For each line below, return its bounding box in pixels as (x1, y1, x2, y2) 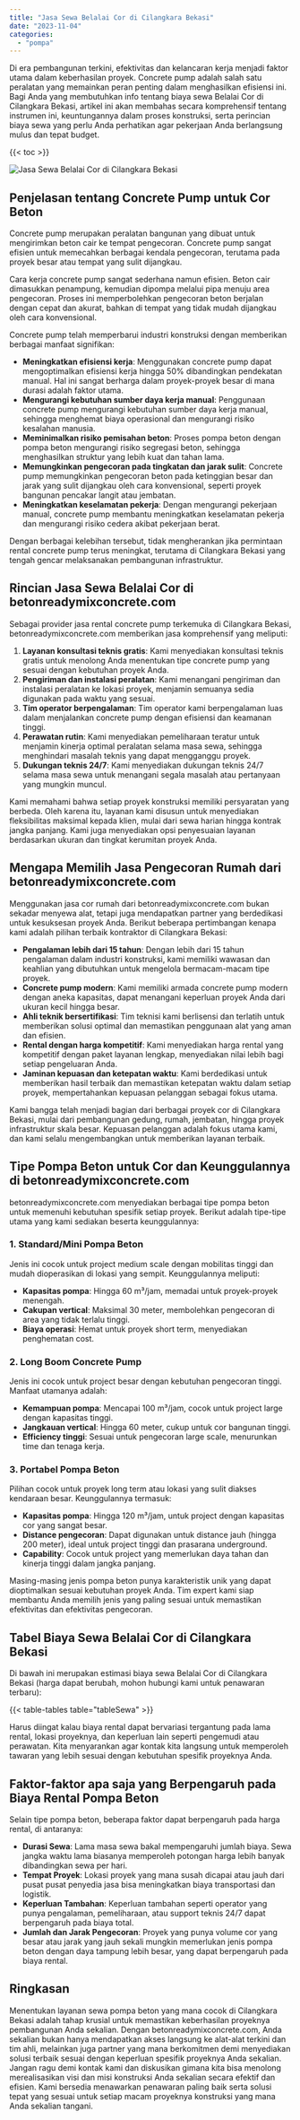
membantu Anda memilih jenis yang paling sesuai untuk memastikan (9, 1594, 262, 1605)
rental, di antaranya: (9, 1824, 83, 1835)
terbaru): (9, 1687, 42, 1698)
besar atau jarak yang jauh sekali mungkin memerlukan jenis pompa (21, 1936, 273, 1947)
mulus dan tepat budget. (9, 129, 100, 140)
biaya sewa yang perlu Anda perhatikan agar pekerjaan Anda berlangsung (9, 120, 284, 131)
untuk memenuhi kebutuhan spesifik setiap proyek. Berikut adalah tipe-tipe (9, 1206, 287, 1217)
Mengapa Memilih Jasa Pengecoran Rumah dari (9, 860, 282, 875)
